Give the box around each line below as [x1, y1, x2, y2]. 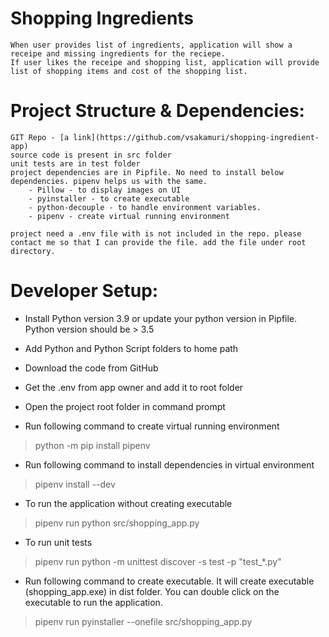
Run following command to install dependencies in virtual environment [24, 458, 315, 471]
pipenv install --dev [34, 478, 116, 490]
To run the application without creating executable [24, 497, 233, 509]
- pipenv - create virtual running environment [28, 211, 230, 221]
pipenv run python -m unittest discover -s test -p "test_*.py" [34, 555, 282, 567]
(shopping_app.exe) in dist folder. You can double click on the [24, 585, 280, 597]
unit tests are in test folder [10, 158, 141, 169]
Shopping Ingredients [10, 7, 195, 30]
